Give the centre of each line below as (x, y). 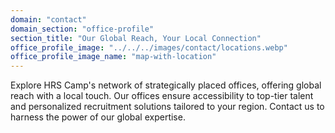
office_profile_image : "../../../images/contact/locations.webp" (149, 47)
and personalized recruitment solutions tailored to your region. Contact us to (167, 107)
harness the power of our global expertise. (98, 117)
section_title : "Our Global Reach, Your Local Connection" (136, 38)
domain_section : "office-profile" (82, 29)
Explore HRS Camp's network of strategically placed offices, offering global (166, 85)
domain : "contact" (48, 19)
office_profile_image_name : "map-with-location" (113, 57)
